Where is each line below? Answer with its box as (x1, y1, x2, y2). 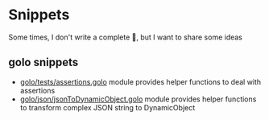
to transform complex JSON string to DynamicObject (19, 102, 196, 112)
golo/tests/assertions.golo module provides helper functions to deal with (19, 77, 262, 86)
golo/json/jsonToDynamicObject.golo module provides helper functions (19, 94, 257, 104)
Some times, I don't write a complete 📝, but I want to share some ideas (8, 32, 243, 42)
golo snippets (8, 56, 79, 69)
